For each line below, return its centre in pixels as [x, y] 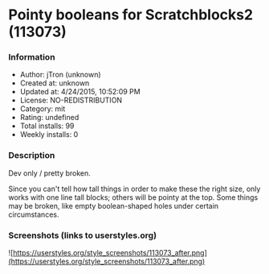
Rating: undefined [49, 118]
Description [32, 156]
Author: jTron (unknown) [61, 75]
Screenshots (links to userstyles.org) [83, 235]
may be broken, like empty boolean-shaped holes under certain [114, 205]
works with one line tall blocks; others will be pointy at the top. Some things [133, 197]
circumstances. [34, 214]
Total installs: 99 [47, 126]
